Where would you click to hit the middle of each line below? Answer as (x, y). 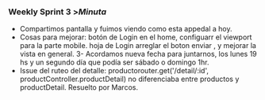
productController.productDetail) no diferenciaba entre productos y (129, 79)
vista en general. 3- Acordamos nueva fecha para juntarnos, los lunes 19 (138, 54)
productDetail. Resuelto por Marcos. (79, 87)
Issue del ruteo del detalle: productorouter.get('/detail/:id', (114, 71)
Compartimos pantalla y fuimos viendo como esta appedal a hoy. (126, 29)
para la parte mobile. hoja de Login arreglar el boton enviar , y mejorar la (138, 46)
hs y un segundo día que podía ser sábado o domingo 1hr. (114, 62)
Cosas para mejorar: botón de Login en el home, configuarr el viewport (136, 37)
